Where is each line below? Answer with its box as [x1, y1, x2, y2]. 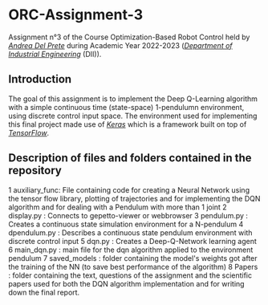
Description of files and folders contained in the [8, 151, 252, 165]
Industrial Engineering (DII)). [8, 49, 102, 59]
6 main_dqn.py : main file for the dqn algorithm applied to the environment [8, 245, 254, 254]
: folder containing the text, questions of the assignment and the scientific [8, 270, 253, 280]
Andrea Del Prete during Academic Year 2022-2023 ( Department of [8, 40, 233, 50]
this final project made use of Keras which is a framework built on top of [8, 119, 247, 129]
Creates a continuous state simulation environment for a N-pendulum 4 [8, 219, 244, 229]
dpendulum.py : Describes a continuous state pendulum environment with [8, 227, 253, 238]
